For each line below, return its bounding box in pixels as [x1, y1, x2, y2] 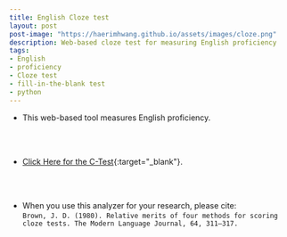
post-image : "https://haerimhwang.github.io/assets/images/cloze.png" [9, 29, 277, 38]
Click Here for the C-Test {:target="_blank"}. [21, 156, 183, 167]
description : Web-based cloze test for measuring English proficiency [9, 37, 277, 47]
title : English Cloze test [9, 12, 110, 22]
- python [9, 87, 42, 96]
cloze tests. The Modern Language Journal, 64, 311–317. [21, 219, 239, 228]
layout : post [9, 21, 58, 30]
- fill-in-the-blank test [9, 79, 105, 88]
